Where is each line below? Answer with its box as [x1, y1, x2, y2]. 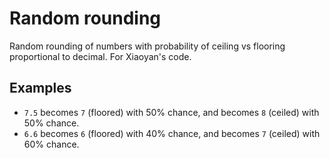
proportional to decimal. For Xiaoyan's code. [9, 50, 192, 62]
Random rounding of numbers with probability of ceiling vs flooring [9, 40, 286, 52]
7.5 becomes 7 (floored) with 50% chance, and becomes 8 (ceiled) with [23, 106, 320, 118]
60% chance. [23, 138, 80, 150]
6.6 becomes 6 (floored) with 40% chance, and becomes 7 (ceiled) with [23, 127, 321, 139]
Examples [9, 80, 72, 97]
